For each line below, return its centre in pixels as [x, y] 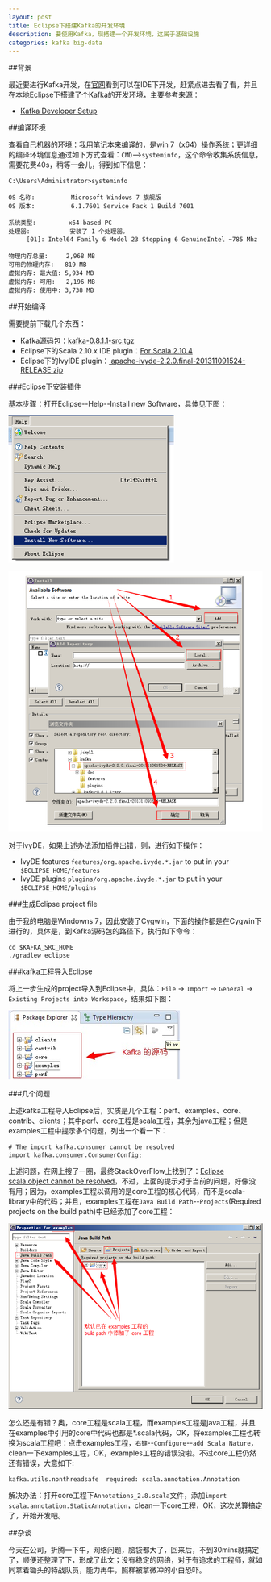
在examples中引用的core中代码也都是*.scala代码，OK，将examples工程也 [131, 1433]
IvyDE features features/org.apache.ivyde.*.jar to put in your [125, 861]
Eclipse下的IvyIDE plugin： [65, 361]
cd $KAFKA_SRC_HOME [41, 947]
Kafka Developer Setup [58, 111]
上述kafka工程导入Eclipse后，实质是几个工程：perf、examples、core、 [127, 1110]
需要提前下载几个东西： [47, 323]
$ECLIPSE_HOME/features [60, 870]
